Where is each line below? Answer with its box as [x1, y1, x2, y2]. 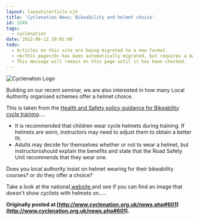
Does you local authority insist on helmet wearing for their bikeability [6, 165, 174, 172]
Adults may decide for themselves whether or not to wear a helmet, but [14, 141, 189, 148]
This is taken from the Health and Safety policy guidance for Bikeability [6, 104, 179, 111]
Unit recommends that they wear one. [14, 153, 108, 161]
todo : [6, 42, 20, 48]
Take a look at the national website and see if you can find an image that [6, 183, 182, 190]
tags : [6, 25, 20, 32]
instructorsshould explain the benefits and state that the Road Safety [14, 147, 182, 155]
